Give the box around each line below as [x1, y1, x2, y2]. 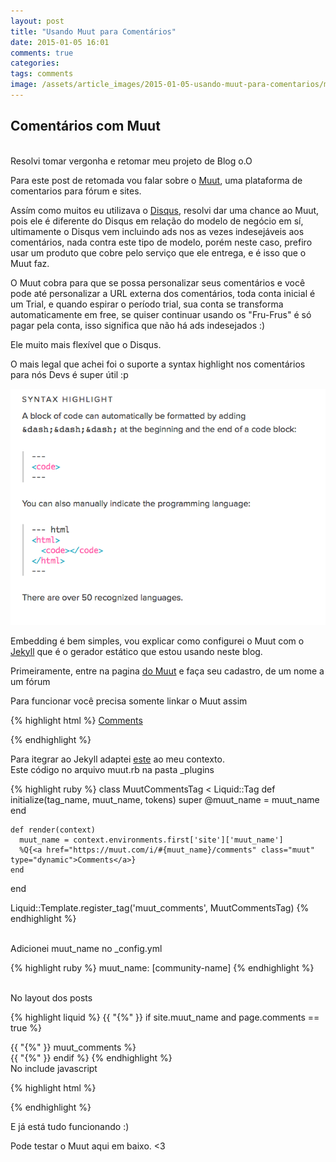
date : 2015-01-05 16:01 [10, 37, 110, 47]
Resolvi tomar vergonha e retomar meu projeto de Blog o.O [10, 155, 253, 167]
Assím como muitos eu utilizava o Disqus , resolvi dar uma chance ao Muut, [10, 204, 320, 216]
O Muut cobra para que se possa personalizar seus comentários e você [10, 276, 306, 289]
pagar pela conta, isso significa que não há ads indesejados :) [10, 319, 266, 331]
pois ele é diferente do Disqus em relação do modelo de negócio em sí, [10, 215, 304, 227]
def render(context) [10, 825, 97, 835]
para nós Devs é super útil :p [10, 368, 129, 380]
